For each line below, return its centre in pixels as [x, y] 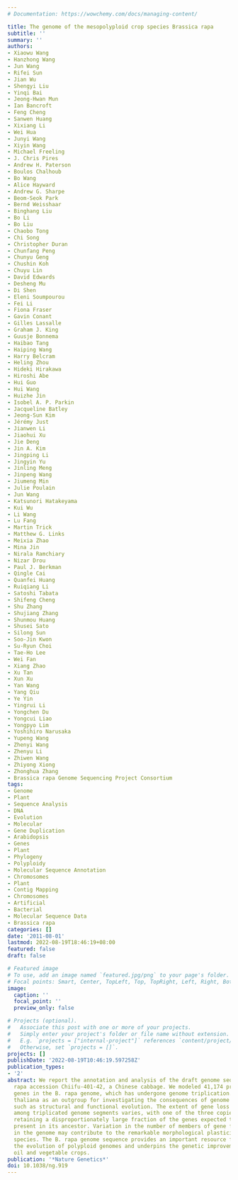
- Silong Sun [27, 633]
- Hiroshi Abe [28, 376]
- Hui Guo [22, 383]
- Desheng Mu [27, 283]
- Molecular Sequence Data [47, 916]
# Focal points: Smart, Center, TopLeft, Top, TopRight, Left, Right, [114, 982]
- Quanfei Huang [31, 580]
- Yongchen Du [28, 712]
